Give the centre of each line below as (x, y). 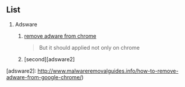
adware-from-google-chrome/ (44, 77)
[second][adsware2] (49, 59)
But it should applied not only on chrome (89, 47)
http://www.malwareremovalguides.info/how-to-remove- (108, 71)
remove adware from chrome (60, 36)
